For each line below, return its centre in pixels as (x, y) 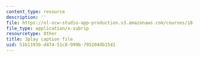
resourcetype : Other (32, 34)
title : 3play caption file (40, 39)
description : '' (26, 17)
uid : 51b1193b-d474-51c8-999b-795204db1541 (61, 45)
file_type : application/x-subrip (48, 28)
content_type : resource (36, 12)
